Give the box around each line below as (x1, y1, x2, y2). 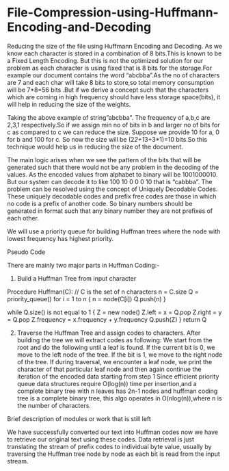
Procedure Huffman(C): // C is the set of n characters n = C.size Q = (7, 288, 199, 296)
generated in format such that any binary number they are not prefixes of (7, 207, 213, 215)
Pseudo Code (7, 248, 46, 256)
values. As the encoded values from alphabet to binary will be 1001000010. (7, 170, 218, 179)
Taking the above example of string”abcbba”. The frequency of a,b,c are (7, 113, 211, 121)
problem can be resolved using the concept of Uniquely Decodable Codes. (7, 185, 218, 193)
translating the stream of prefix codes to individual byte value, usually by (7, 442, 212, 450)
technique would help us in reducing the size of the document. (7, 142, 183, 151)
